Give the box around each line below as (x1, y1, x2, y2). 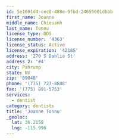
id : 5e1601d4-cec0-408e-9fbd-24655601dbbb (6, 8, 113, 15)
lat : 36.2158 (11, 120, 44, 126)
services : (6, 92, 31, 98)
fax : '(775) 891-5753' (6, 86, 62, 92)
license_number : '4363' (6, 36, 65, 42)
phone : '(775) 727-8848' (6, 81, 68, 87)
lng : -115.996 (11, 125, 46, 131)
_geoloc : (6, 114, 28, 120)
